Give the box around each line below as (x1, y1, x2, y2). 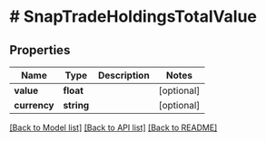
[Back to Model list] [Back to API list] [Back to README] (9, 122, 218, 133)
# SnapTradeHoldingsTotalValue (9, 6, 257, 27)
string (63, 99, 90, 111)
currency (14, 99, 54, 111)
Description (98, 70, 150, 81)
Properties (9, 42, 71, 58)
